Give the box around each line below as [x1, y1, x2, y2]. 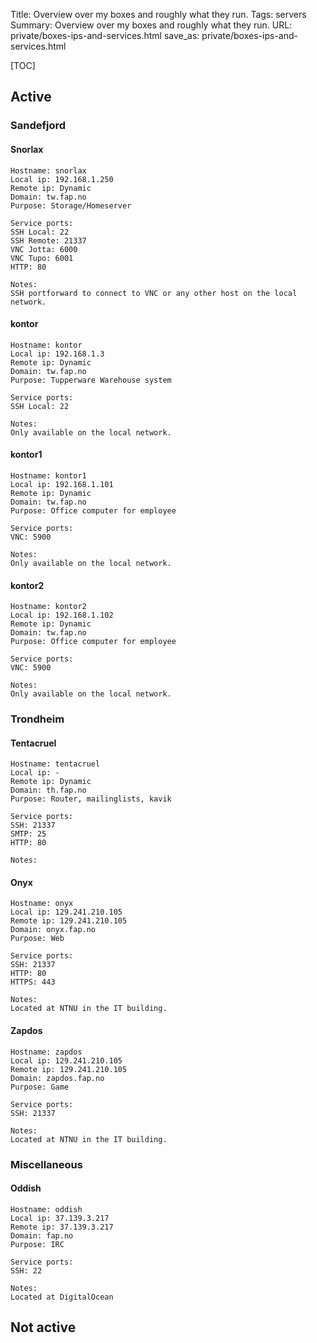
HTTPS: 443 [10, 977, 56, 988]
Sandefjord [10, 119, 67, 133]
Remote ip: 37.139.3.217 [10, 1222, 114, 1232]
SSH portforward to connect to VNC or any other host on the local [10, 288, 298, 298]
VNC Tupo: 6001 [10, 253, 74, 263]
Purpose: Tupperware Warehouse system [10, 375, 172, 385]
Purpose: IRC [10, 1239, 65, 1249]
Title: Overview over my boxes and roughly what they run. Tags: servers [10, 9, 307, 20]
